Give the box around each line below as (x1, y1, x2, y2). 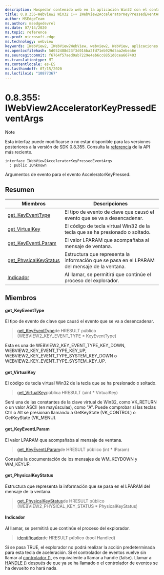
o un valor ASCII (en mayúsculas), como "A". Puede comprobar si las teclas (5, 404, 156, 410)
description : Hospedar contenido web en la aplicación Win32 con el (5, 7, 147, 12)
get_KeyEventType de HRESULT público (17, 328, 97, 334)
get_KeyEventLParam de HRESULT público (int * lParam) (17, 447, 129, 452)
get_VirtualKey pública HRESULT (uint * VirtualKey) (17, 390, 118, 396)
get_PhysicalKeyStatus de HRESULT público (17, 498, 105, 504)
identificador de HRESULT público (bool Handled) (17, 535, 116, 541)
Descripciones (93, 200, 128, 207)
